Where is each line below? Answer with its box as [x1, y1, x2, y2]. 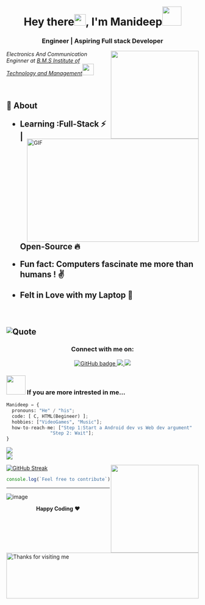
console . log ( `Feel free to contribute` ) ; [6, 477, 113, 483]
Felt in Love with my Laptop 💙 [20, 290, 133, 301]
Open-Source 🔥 [20, 241, 81, 252]
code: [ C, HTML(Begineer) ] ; [12, 413, 88, 419]
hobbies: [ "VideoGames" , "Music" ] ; [12, 419, 103, 425]
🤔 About [6, 100, 38, 111]
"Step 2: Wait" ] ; [49, 430, 95, 436]
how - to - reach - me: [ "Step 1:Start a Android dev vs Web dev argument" [12, 425, 192, 431]
